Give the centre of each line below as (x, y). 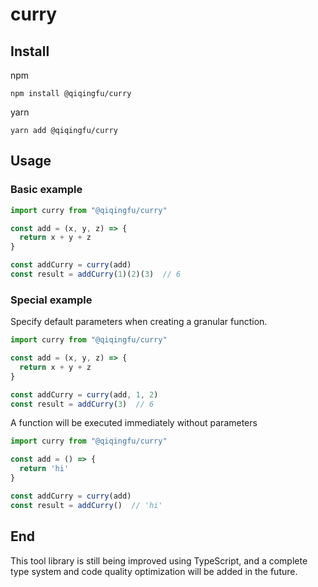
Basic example (46, 190)
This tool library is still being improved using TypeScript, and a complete (159, 560)
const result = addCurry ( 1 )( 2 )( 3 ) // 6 (96, 274)
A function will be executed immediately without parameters (134, 423)
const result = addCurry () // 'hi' (86, 505)
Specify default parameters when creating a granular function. (139, 322)
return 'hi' (44, 469)
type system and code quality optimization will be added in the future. (154, 571)
